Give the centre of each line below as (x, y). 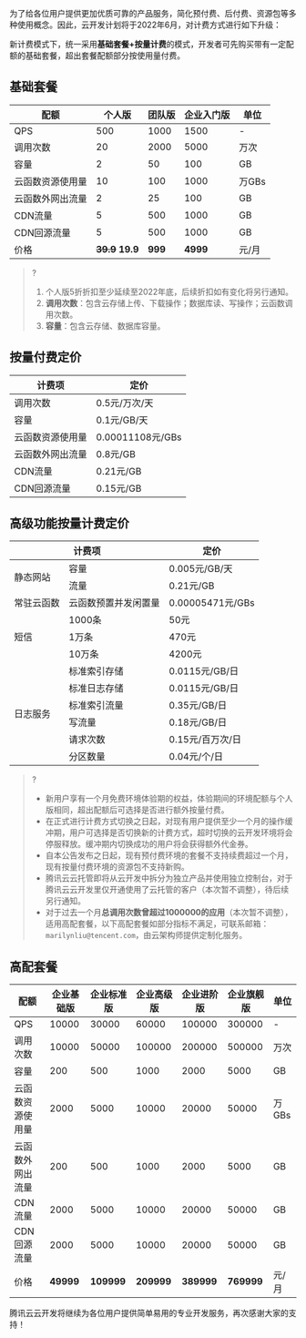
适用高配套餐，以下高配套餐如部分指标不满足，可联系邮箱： (157, 924)
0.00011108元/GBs (139, 437)
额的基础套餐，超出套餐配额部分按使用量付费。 (97, 56)
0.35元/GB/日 (198, 706)
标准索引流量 (97, 706)
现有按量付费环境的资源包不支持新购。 (117, 867)
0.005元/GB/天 (201, 569)
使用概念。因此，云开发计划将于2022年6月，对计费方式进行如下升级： (149, 25)
